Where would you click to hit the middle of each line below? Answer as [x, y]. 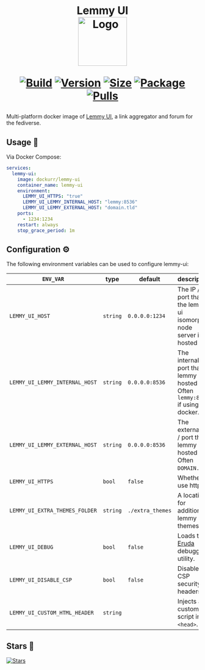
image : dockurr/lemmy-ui [49, 179]
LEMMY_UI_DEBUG [31, 547]
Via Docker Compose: [34, 157]
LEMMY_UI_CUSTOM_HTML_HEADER [52, 613]
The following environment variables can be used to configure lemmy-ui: [98, 264]
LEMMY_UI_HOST [30, 316]
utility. [186, 559]
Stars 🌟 [20, 646]
